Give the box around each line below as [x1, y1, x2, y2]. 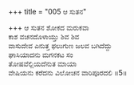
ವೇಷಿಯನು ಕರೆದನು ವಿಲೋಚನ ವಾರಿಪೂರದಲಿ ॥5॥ [8, 68, 128, 77]
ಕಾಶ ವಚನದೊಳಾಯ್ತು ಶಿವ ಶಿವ [8, 32, 80, 41]
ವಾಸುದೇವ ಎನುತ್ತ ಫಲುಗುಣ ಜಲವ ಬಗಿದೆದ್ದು [8, 41, 112, 51]
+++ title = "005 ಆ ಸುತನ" [8, 7, 87, 16]
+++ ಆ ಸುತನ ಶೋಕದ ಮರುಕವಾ [8, 23, 89, 32]
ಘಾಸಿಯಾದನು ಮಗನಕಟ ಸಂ [8, 50, 73, 59]
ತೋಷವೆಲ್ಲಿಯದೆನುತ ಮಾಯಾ [8, 59, 77, 68]
